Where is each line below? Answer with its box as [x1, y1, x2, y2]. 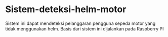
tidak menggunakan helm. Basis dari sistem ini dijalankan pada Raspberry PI [5, 25, 164, 31]
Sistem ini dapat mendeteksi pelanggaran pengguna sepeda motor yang [5, 20, 156, 26]
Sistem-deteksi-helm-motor [5, 4, 127, 15]
